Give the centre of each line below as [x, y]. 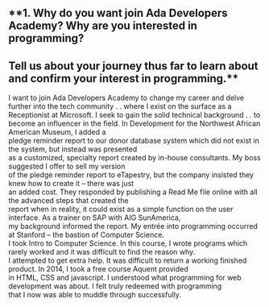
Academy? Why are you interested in [103, 26]
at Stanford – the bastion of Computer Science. [87, 235]
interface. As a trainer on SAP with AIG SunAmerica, [95, 218]
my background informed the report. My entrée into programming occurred [133, 226]
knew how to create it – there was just [71, 184]
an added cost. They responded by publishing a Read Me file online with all [133, 192]
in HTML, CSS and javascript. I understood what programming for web [125, 278]
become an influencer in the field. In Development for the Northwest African [134, 123]
